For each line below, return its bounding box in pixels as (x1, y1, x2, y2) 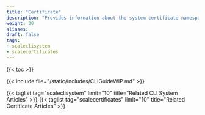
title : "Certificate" (6, 9, 62, 15)
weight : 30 (6, 20, 34, 26)
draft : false (6, 32, 40, 38)
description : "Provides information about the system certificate (6, 15, 179, 21)
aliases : (6, 26, 29, 32)
